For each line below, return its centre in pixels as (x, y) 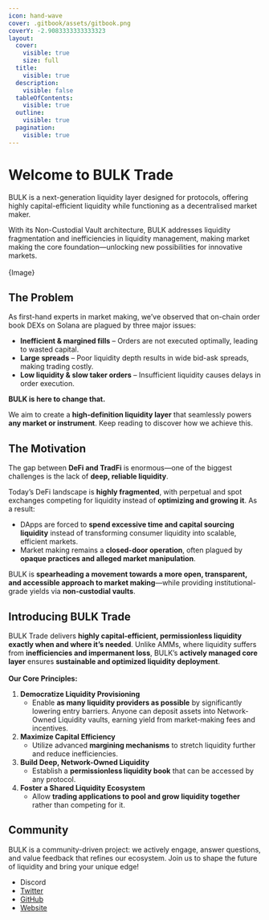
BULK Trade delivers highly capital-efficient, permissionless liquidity (125, 636)
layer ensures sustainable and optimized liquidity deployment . (114, 662)
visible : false (48, 90)
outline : (30, 113)
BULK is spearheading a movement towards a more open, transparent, (128, 574)
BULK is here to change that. (57, 399)
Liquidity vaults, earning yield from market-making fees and (156, 720)
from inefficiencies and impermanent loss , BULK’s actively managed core (133, 653)
